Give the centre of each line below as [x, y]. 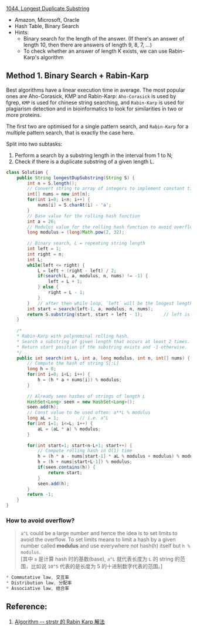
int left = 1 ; [44, 249]
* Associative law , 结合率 [38, 589]
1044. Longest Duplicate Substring [48, 9]
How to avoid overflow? [40, 521]
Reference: [27, 607]
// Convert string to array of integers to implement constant [106, 189]
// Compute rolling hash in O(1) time [85, 451]
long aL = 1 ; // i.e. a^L [68, 418]
